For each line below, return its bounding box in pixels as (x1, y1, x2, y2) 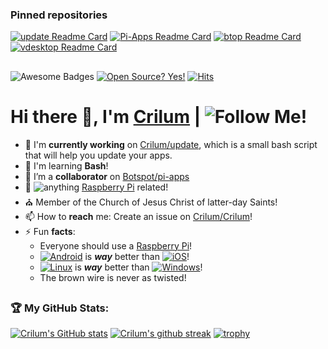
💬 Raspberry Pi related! (24, 181, 169, 193)
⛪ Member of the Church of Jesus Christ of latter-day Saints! (24, 196, 278, 208)
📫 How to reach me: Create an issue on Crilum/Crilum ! (24, 210, 253, 222)
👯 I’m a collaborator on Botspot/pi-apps (24, 170, 190, 182)
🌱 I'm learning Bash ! (24, 159, 109, 172)
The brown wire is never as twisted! (39, 271, 187, 283)
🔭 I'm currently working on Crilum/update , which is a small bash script (24, 138, 318, 150)
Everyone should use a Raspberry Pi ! (39, 239, 193, 252)
